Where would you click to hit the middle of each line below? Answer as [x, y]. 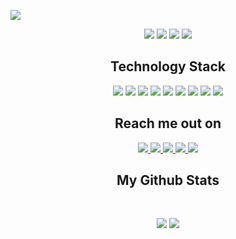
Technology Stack [168, 66]
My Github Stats [168, 180]
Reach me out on [168, 123]
